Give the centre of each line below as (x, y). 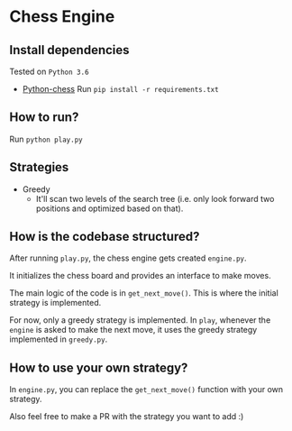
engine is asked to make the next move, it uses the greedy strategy (133, 330)
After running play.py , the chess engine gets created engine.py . (128, 258)
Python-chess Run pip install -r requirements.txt (120, 89)
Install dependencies (69, 50)
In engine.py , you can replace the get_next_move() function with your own (146, 390)
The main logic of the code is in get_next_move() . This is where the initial (144, 293)
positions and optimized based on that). (109, 208)
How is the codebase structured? (105, 237)
